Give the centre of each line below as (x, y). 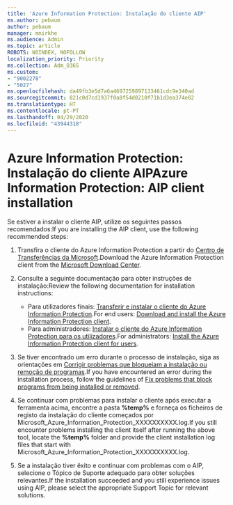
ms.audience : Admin (35, 40)
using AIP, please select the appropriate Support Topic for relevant (113, 488)
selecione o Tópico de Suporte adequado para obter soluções (106, 473)
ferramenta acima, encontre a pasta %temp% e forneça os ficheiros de (120, 407)
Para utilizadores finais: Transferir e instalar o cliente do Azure (117, 306)
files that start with (44, 445)
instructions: (35, 293)
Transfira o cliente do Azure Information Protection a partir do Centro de (121, 250)
